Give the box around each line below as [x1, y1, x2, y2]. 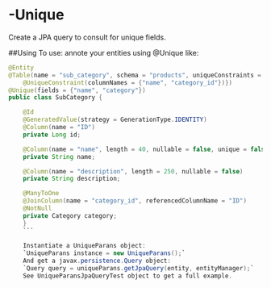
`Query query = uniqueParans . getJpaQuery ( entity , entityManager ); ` [23, 265, 254, 273]
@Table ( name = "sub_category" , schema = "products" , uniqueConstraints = [8, 71, 262, 79]
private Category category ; [23, 211, 117, 219]
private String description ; [23, 175, 121, 183]
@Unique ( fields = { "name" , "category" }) [8, 86, 147, 94]
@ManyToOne [23, 190, 60, 198]
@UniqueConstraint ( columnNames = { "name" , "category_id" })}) [23, 78, 232, 86]
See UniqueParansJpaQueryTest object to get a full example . [23, 272, 232, 280]
